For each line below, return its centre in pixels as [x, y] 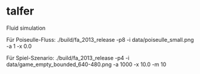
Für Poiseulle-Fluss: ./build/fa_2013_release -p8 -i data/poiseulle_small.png [100, 39]
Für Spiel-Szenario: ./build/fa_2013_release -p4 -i [68, 58]
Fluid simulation [26, 28]
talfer [20, 11]
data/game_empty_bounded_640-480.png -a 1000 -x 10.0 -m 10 [86, 64]
